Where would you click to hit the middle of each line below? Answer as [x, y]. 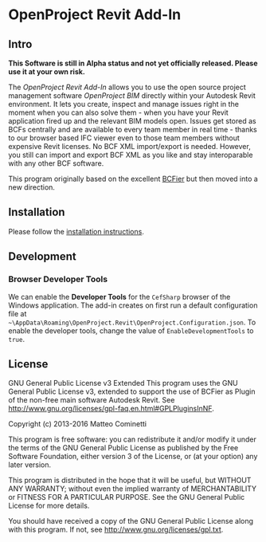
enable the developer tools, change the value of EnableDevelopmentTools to [131, 330]
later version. [30, 465]
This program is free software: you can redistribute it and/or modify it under [132, 439]
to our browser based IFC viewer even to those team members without [124, 138]
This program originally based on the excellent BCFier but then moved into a [133, 179]
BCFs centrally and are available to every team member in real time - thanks [133, 130]
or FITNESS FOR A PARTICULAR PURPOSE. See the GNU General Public [127, 497]
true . [17, 339]
